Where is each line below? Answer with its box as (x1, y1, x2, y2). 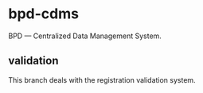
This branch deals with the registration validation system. (8, 75, 197, 84)
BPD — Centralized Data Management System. (8, 31, 162, 41)
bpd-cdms (8, 5, 80, 23)
